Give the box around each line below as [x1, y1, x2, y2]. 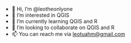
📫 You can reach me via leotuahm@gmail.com [11, 31, 125, 37]
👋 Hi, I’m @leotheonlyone [11, 6, 73, 12]
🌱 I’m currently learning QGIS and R [11, 18, 98, 24]
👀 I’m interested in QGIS [11, 12, 69, 19]
